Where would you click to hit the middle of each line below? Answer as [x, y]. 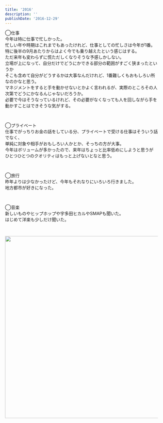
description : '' [21, 14]
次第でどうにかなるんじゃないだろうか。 [45, 94]
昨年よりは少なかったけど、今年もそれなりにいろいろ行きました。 [71, 182]
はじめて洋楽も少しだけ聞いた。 [37, 220]
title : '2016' [19, 9]
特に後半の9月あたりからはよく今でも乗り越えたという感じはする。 [72, 51]
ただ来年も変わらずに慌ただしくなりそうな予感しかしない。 [65, 57]
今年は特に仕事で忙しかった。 [35, 39]
